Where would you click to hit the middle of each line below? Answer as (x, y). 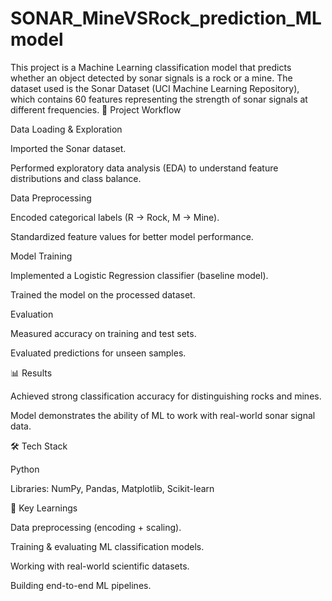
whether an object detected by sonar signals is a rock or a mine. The (151, 78)
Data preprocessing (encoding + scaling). (96, 527)
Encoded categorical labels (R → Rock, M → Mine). (115, 217)
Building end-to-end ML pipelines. (81, 585)
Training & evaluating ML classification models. (107, 546)
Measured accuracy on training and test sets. (103, 333)
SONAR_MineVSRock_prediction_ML (166, 18)
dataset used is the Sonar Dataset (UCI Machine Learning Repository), (155, 88)
